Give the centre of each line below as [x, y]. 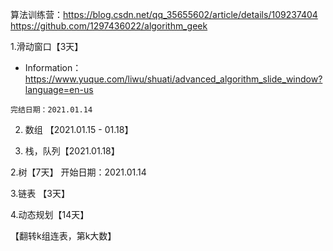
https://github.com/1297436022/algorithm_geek [109, 26]
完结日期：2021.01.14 [51, 110]
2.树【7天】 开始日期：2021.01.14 [78, 172]
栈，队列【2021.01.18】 [72, 151]
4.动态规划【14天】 [50, 214]
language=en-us [59, 89]
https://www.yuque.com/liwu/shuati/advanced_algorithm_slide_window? [173, 79]
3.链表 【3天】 [40, 193]
